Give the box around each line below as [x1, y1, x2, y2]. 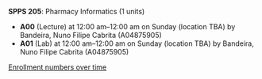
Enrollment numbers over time [8, 62, 107, 72]
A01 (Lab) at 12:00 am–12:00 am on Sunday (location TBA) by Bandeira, [19, 39, 254, 48]
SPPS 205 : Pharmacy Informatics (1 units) [8, 7, 145, 16]
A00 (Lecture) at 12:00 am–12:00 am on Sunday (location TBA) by [19, 22, 236, 31]
